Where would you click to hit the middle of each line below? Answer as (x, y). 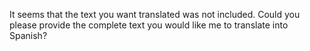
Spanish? (28, 35)
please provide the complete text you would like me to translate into (149, 25)
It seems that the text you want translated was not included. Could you (155, 14)
